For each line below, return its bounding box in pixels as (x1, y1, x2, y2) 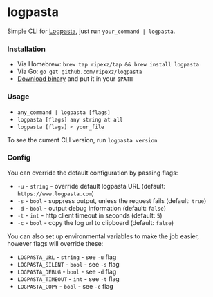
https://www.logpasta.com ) (17, 189, 95, 198)
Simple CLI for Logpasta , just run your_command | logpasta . (7, 27, 176, 35)
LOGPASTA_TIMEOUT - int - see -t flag (17, 274, 120, 283)
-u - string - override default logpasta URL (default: (17, 182, 166, 190)
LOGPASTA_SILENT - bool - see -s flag (17, 260, 120, 268)
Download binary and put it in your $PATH (17, 75, 133, 83)
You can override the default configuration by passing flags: (7, 169, 178, 177)
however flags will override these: (7, 239, 104, 247)
